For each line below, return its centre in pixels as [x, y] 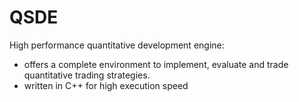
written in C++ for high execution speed [106, 85]
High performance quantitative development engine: [117, 45]
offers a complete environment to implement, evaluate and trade [156, 64]
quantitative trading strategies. [87, 75]
